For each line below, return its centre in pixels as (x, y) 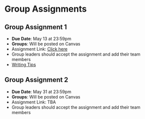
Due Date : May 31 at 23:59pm (41, 92)
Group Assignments (46, 9)
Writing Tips (24, 65)
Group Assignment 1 (36, 27)
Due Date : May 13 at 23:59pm (41, 39)
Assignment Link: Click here (40, 49)
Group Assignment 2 (36, 80)
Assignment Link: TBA (34, 102)
